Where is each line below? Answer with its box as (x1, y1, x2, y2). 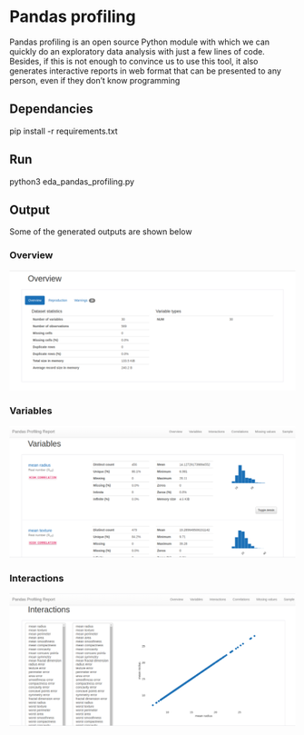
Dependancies (9, 102, 93, 117)
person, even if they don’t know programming (9, 74, 181, 85)
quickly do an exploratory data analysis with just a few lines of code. (9, 45, 265, 56)
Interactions (9, 572, 64, 585)
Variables (9, 404, 53, 417)
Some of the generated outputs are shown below (9, 226, 192, 237)
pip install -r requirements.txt (9, 125, 118, 136)
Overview (9, 249, 54, 262)
